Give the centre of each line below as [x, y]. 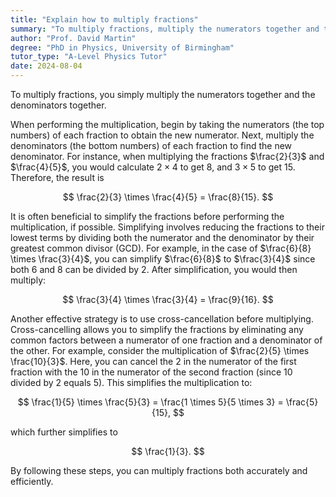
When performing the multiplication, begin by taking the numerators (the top [167, 124]
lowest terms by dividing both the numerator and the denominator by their [162, 237]
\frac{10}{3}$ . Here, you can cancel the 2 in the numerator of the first [153, 361]
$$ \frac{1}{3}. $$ [168, 451]
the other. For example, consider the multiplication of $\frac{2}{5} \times [160, 350]
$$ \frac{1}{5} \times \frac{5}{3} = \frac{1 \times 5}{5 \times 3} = [150, 402]
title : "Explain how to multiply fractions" [104, 19]
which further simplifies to [64, 432]
